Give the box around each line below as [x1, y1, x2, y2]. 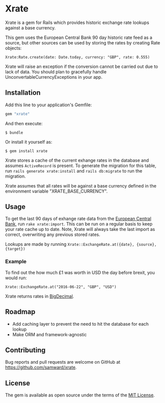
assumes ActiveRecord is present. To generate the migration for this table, [5, 163, 157, 169]
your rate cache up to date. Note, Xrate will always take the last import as [5, 226, 155, 232]
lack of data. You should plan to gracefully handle [5, 68, 107, 75]
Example [5, 258, 27, 265]
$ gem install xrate [5, 148, 48, 154]
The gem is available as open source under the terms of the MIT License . [5, 392, 155, 398]
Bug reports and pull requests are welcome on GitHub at [5, 359, 121, 365]
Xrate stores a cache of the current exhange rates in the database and [5, 157, 149, 163]
